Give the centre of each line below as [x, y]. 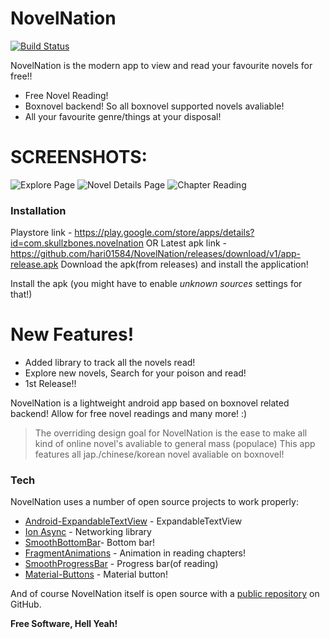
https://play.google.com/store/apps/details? [164, 233]
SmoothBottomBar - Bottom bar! [90, 543]
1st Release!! [50, 384]
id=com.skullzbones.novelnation [77, 243]
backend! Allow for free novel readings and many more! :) [129, 414]
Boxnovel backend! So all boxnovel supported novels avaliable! [154, 106]
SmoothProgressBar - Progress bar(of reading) [121, 564]
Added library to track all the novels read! [110, 363]
